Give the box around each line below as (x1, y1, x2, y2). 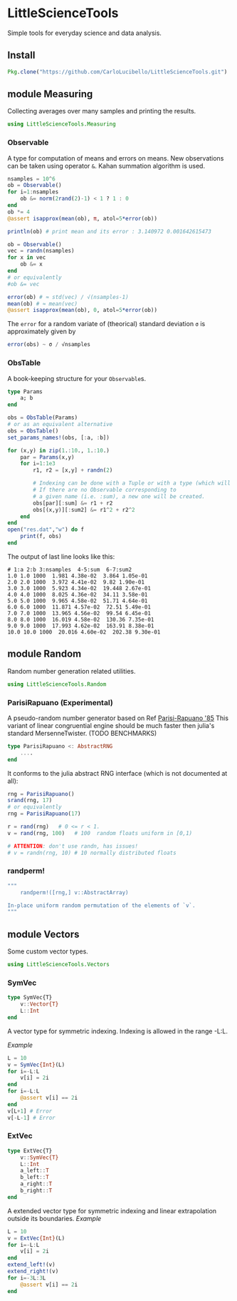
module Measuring (7, 88, 93, 101)
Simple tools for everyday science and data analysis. (7, 29, 162, 37)
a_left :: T (20, 1167, 50, 1175)
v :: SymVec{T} (20, 1154, 59, 1161)
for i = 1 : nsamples (7, 188, 59, 196)
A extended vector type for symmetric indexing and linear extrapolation (7, 1206, 217, 1215)
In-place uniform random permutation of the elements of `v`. (7, 901, 196, 909)
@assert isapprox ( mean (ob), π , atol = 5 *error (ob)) (7, 215, 158, 222)
